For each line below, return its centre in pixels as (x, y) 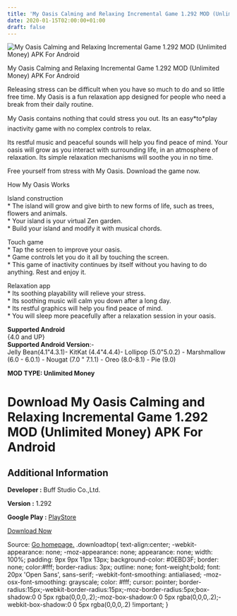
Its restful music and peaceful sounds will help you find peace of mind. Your (117, 143)
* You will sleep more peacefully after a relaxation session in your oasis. (112, 316)
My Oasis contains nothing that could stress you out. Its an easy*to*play (112, 119)
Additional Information (58, 473)
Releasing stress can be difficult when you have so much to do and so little (116, 90)
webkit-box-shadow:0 (39, 605)
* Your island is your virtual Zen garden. (65, 221)
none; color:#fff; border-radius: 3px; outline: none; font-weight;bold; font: (114, 567)
